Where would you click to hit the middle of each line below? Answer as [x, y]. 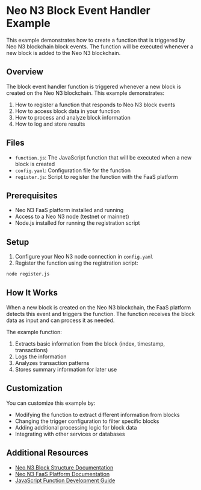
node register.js [28, 274]
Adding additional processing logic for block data [76, 427]
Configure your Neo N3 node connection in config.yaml [84, 257]
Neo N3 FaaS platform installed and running [69, 210]
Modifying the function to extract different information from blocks [97, 414]
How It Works [32, 293]
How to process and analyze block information [73, 117]
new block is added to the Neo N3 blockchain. [63, 53]
